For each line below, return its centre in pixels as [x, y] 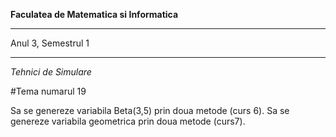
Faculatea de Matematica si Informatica [94, 14]
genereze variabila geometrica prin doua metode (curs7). [128, 121]
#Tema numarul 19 [48, 91]
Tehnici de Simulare [51, 72]
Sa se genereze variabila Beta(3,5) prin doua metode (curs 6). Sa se [150, 110]
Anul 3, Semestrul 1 [50, 43]
